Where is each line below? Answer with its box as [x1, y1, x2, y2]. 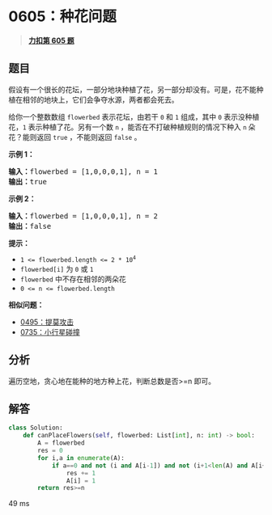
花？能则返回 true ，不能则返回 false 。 [8, 132, 142, 141]
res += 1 [66, 469, 96, 477]
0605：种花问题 [8, 7, 117, 26]
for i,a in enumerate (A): [37, 454, 125, 462]
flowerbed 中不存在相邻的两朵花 [19, 274, 127, 284]
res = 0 [37, 446, 63, 454]
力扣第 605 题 [28, 36, 74, 45]
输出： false [8, 222, 52, 230]
